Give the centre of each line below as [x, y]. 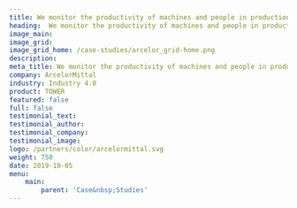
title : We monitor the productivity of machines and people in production [150, 17]
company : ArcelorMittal [53, 75]
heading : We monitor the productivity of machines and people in [134, 26]
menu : [19, 173]
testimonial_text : [43, 116]
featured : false [39, 100]
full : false [31, 108]
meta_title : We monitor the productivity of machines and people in [138, 67]
